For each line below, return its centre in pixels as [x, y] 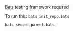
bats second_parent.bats [30, 25]
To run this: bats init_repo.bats [37, 16]
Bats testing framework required [37, 7]
